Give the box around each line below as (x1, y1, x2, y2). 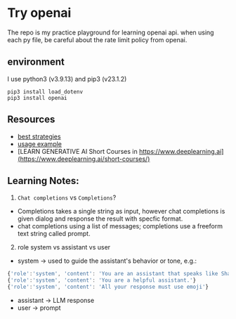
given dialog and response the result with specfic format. (17, 214, 183, 223)
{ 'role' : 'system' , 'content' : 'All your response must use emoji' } (7, 283, 209, 291)
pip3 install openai (7, 94, 68, 101)
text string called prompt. (17, 230, 91, 238)
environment (7, 56, 65, 68)
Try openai (7, 5, 72, 21)
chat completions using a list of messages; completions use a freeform (17, 222, 223, 230)
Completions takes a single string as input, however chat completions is (17, 207, 225, 216)
